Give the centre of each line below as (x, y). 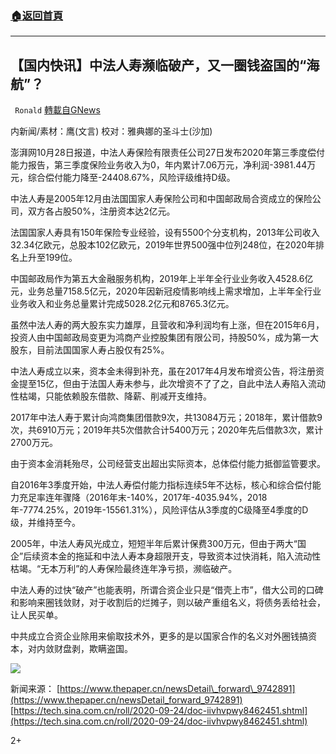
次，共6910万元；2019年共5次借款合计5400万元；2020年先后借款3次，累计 (167, 430)
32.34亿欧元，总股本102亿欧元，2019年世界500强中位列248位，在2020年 (163, 245)
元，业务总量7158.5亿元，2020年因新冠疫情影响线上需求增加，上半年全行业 (166, 291)
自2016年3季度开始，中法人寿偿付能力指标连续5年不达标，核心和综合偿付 (161, 485)
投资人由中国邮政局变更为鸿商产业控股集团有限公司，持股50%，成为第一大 (164, 338)
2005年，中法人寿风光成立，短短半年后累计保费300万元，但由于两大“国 (158, 544)
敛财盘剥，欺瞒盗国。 (88, 649)
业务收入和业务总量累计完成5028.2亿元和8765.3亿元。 (122, 304)
